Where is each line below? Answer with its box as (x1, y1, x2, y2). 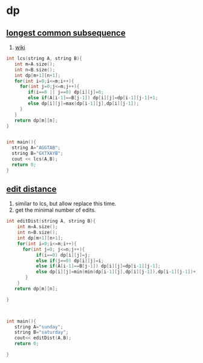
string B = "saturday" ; (14, 329, 69, 336)
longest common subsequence (6, 28, 126, 38)
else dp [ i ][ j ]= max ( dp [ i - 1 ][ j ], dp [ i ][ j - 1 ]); (28, 100, 140, 106)
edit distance (6, 184, 57, 194)
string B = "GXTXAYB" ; (11, 151, 63, 157)
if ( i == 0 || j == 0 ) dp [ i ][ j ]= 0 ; (28, 89, 104, 96)
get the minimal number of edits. (14, 206, 97, 214)
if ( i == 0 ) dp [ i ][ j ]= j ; (36, 252, 91, 258)
